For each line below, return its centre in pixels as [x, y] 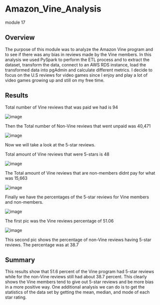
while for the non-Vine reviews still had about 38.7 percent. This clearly [76, 277]
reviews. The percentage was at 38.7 [42, 245]
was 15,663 [16, 178]
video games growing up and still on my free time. [55, 80]
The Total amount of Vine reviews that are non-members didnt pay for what [80, 173]
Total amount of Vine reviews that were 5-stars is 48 [57, 154]
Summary [20, 260]
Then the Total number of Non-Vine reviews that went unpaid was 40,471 [78, 126]
